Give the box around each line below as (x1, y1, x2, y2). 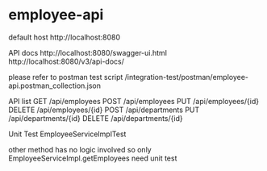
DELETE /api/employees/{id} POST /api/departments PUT (8, 105, 200, 115)
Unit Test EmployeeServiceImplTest (8, 129, 127, 139)
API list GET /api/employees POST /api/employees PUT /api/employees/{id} (8, 96, 260, 106)
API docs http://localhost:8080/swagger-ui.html (8, 48, 168, 57)
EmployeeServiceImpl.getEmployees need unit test (8, 153, 177, 163)
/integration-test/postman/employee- (124, 72, 248, 81)
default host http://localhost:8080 (8, 32, 121, 42)
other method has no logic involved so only (8, 144, 152, 154)
